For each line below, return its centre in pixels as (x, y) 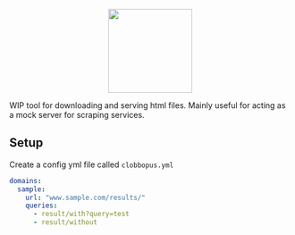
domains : (25, 180)
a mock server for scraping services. (77, 115)
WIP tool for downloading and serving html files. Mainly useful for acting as (147, 105)
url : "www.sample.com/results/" (85, 197)
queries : (42, 206)
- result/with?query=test (81, 214)
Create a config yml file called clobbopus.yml (92, 164)
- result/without (65, 222)
